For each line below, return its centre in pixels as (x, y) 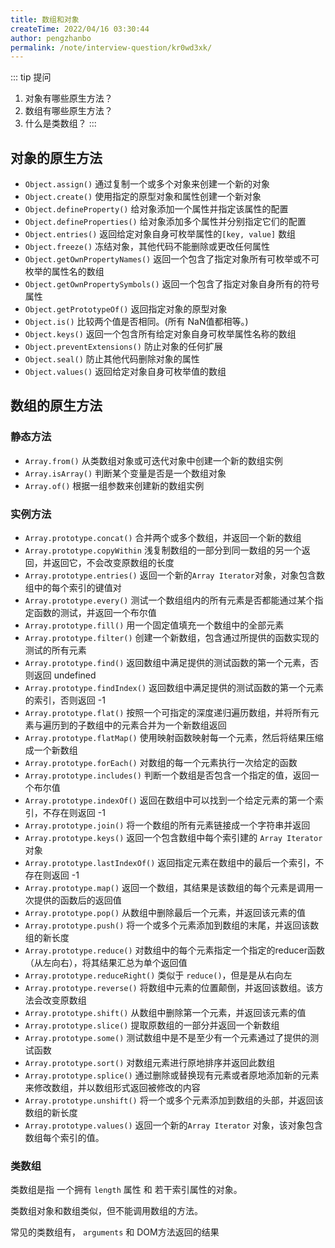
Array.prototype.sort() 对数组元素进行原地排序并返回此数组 (150, 1063)
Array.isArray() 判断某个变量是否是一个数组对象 (125, 473)
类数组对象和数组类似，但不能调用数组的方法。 (106, 1211)
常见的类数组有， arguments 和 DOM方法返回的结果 (115, 1232)
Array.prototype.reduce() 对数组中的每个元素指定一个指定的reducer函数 (175, 950)
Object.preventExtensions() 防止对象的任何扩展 (123, 347)
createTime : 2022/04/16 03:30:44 (80, 29)
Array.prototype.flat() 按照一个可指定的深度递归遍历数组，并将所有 (167, 713)
